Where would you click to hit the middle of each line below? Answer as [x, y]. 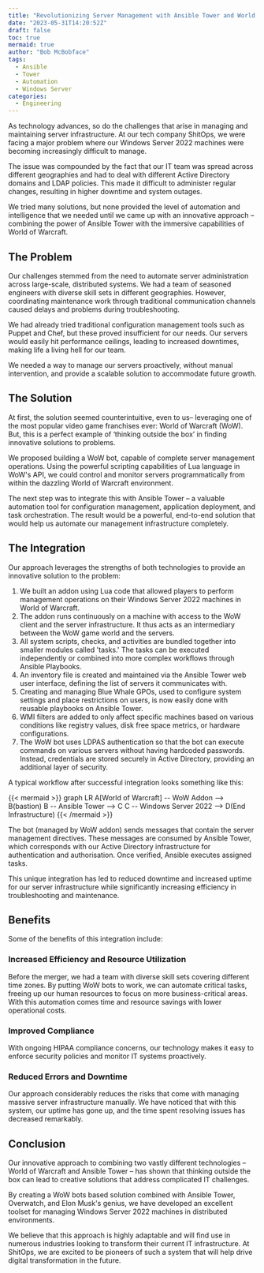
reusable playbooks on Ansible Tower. [81, 708]
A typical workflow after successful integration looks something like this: [126, 782]
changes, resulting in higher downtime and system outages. [105, 192]
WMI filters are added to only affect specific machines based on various [136, 717]
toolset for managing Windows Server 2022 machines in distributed [118, 1211]
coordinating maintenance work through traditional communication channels [132, 301]
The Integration [47, 548]
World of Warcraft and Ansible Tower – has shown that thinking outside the [129, 1171]
